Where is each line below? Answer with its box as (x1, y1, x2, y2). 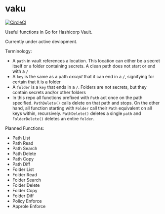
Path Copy (12, 156, 34, 161)
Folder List (12, 166, 34, 172)
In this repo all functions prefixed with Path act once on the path (12, 95, 143, 101)
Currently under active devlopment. (5, 38, 78, 45)
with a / (12, 68, 29, 74)
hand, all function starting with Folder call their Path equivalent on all (12, 105, 152, 111)
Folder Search (12, 177, 41, 183)
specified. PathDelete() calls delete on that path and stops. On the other (12, 100, 160, 106)
